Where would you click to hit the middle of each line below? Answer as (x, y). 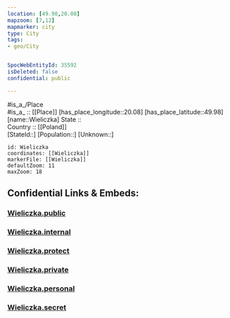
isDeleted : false (33, 72)
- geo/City (23, 46)
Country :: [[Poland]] (37, 126)
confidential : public (39, 78)
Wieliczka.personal (41, 289)
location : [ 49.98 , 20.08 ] (44, 14)
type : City (23, 33)
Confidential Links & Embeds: (73, 193)
